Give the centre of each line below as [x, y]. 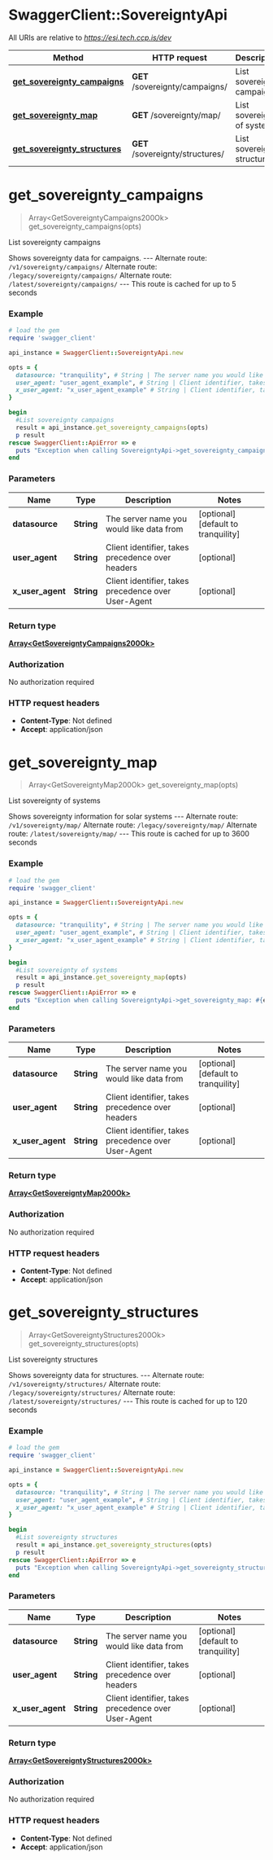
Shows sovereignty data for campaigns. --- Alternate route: [108, 257]
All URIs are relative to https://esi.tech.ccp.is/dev [90, 37]
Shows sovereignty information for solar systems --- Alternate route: [123, 817]
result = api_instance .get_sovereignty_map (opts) [101, 978]
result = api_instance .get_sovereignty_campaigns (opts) [112, 428]
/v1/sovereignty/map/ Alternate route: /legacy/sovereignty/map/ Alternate [133, 825]
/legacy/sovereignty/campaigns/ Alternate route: [90, 275]
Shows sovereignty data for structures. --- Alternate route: [106, 1375]
